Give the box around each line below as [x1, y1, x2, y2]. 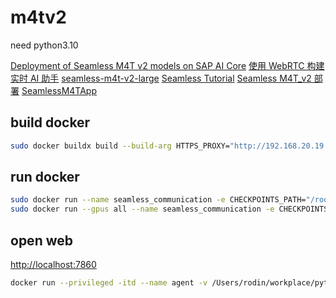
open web [10, 232, 73, 249]
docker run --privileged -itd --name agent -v [10, 278, 208, 288]
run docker [10, 169, 80, 186]
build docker [10, 114, 91, 131]
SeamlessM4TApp [21, 84, 98, 96]
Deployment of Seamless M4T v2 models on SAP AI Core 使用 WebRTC [10, 59, 305, 71]
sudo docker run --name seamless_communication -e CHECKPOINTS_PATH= [10, 195, 307, 205]
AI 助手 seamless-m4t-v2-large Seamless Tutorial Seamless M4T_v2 [29, 72, 312, 84]
